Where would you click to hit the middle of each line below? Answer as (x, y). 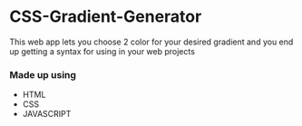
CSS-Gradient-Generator (106, 17)
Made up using (43, 74)
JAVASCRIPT (47, 114)
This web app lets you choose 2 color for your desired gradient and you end (151, 42)
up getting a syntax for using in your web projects (102, 51)
